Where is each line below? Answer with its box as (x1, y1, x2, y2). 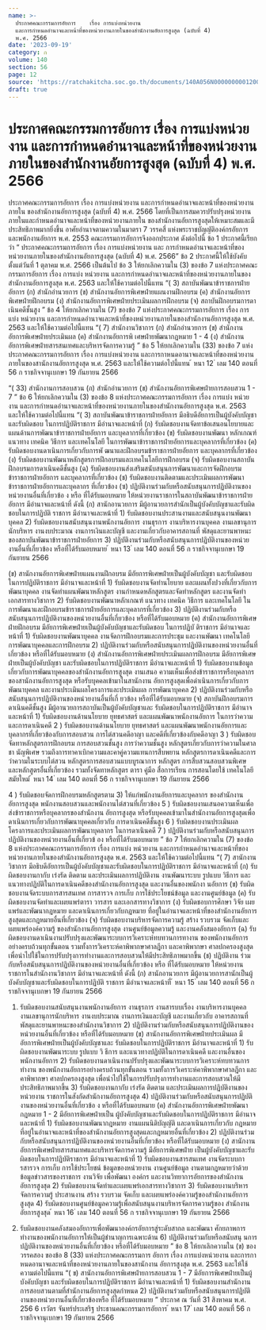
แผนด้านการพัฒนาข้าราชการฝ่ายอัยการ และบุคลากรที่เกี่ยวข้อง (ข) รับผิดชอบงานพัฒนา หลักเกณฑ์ (8, 428, 257, 437)
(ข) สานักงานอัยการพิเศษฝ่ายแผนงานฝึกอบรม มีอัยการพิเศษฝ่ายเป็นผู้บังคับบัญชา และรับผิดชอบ (8, 569, 253, 579)
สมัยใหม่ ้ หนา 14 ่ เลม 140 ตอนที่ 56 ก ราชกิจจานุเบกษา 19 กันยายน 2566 (8, 775, 210, 784)
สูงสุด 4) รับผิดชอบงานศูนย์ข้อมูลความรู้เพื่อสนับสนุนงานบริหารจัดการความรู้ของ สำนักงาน (19, 1199, 250, 1209)
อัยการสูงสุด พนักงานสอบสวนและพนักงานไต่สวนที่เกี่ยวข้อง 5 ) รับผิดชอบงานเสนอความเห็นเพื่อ (8, 799, 254, 809)
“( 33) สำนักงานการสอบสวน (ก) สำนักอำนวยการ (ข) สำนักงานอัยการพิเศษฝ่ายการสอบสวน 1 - (8, 383, 256, 393)
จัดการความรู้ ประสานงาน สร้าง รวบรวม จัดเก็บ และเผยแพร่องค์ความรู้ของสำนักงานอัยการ (19, 1190, 249, 1199)
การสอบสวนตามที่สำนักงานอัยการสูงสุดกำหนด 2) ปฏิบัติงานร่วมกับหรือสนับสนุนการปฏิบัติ (19, 1286, 251, 1296)
